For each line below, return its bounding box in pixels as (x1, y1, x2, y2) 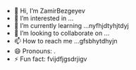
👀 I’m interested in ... (13, 14, 74, 22)
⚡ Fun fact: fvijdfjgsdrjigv (13, 55, 87, 63)
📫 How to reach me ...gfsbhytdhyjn (13, 37, 118, 45)
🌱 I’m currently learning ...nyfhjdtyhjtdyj (13, 22, 129, 29)
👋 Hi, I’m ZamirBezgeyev (13, 7, 86, 15)
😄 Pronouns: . (13, 47, 56, 55)
